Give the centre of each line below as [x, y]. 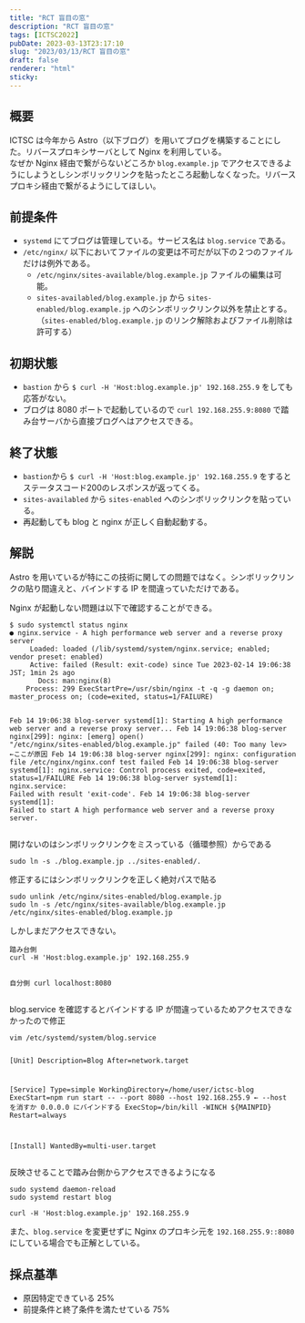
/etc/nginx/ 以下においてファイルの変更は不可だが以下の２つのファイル [158, 252]
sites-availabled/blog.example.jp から [111, 298]
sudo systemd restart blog [61, 1198]
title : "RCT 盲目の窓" [50, 18]
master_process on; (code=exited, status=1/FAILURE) [112, 697]
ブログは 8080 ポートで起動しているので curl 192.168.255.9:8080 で [152, 410]
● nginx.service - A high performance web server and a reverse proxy [146, 633]
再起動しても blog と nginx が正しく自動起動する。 [117, 522]
